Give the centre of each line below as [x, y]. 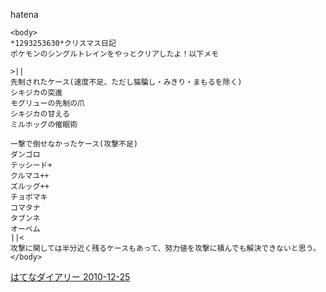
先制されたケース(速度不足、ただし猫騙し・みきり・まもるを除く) [126, 82]
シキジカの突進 [36, 93]
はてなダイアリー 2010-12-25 [70, 277]
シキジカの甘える [40, 114]
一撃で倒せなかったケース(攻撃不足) [74, 144]
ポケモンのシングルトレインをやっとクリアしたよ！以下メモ [114, 54]
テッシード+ [31, 165]
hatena [24, 14]
